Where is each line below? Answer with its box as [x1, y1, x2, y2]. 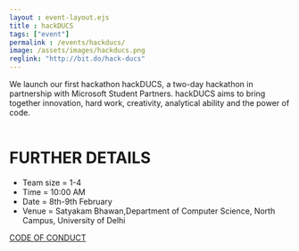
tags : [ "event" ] [9, 29, 70, 38]
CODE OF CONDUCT [9, 232, 87, 243]
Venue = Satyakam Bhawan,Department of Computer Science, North [21, 206, 276, 216]
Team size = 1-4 [21, 177, 82, 188]
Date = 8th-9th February [21, 196, 113, 206]
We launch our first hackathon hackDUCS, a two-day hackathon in [9, 79, 253, 89]
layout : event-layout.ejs [9, 12, 110, 22]
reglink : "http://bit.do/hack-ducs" [9, 54, 145, 63]
